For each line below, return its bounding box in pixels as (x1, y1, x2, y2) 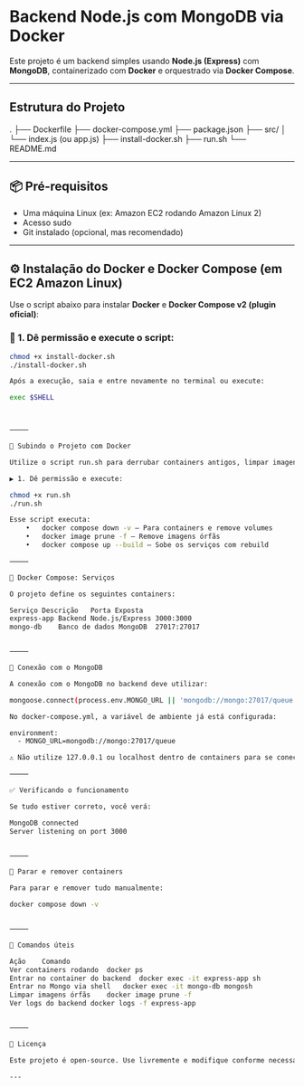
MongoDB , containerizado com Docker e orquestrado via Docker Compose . (9, 65, 295, 76)
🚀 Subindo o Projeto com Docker (9, 441, 131, 451)
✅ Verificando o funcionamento (9, 786, 129, 795)
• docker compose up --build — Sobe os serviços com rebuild (25, 541, 270, 550)
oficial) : (9, 309, 39, 320)
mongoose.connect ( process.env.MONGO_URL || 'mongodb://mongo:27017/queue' (9, 695, 298, 704)
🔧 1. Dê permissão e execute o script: (9, 332, 175, 345)
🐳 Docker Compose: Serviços (9, 572, 116, 582)
